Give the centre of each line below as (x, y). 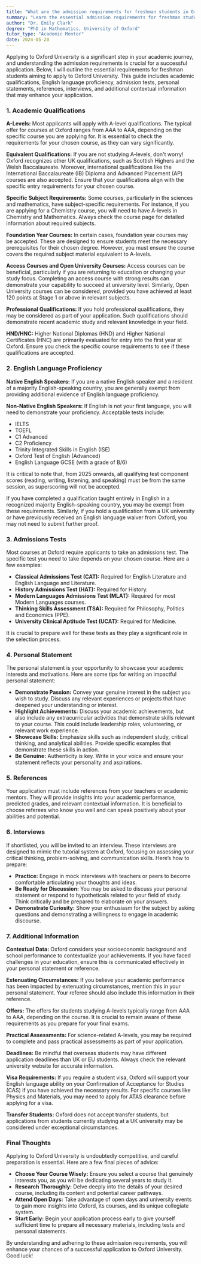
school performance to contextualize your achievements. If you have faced (99, 956)
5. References (27, 778)
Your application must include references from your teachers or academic (97, 791)
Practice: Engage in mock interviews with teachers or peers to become (103, 876)
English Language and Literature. (56, 583)
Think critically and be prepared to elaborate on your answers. (92, 901)
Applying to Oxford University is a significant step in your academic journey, (100, 57)
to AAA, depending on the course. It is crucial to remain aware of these (94, 1017)
